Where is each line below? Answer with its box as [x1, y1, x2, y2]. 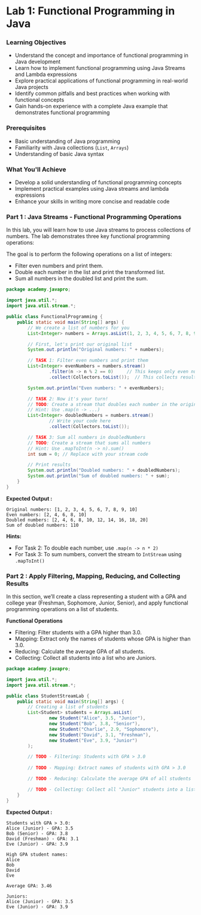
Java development [14, 58, 61, 65]
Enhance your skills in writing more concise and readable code [14, 198, 170, 205]
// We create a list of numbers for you [28, 325, 130, 331]
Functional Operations [6, 617, 63, 624]
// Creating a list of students [28, 704, 109, 710]
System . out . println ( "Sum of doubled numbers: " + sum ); [28, 473, 170, 479]
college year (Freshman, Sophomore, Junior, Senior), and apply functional [6, 599, 188, 606]
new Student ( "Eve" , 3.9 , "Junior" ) [48, 737, 138, 743]
